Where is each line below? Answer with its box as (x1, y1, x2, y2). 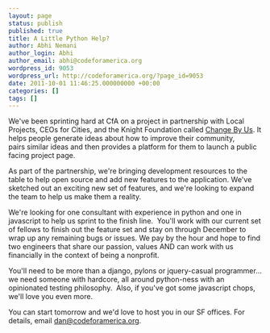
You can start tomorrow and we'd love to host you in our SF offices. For (8, 307, 245, 317)
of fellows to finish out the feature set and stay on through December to (8, 225, 247, 235)
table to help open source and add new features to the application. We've (8, 175, 252, 185)
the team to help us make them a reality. (8, 192, 142, 202)
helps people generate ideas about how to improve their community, (8, 134, 235, 144)
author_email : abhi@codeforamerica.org (8, 57, 143, 65)
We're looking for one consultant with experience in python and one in (8, 207, 242, 218)
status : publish (8, 19, 63, 27)
